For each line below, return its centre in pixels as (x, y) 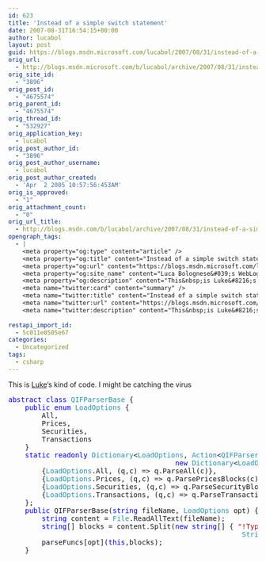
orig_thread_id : (35, 119)
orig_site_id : (32, 75)
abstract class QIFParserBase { (71, 400)
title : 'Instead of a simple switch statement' (88, 23)
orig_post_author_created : (53, 178)
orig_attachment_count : (47, 207)
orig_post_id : (32, 89)
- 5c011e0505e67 (42, 333)
